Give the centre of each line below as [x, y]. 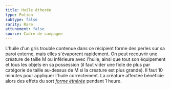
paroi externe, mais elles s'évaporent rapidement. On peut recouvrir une [81, 54]
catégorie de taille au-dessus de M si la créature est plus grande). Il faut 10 [84, 70]
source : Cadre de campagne [34, 34]
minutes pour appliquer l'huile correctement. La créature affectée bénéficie [84, 75]
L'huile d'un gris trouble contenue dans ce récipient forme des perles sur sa [85, 48]
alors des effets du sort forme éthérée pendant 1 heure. [63, 81]
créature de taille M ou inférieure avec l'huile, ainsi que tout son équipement [85, 59]
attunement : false [25, 29]
